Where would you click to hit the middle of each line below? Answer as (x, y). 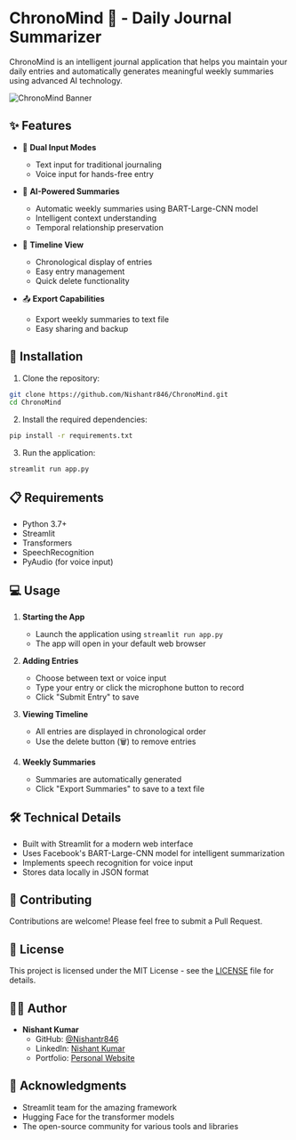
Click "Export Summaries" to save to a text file (120, 788)
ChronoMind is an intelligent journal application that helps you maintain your (148, 61)
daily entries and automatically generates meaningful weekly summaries (141, 71)
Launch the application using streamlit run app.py (129, 634)
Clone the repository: (61, 378)
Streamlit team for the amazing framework (100, 1107)
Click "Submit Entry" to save (87, 697)
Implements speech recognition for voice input (108, 862)
